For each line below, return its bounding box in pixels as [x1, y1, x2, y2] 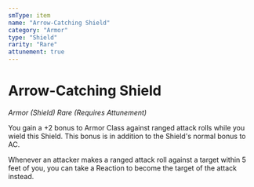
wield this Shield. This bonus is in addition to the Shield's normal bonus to [8, 131, 246, 141]
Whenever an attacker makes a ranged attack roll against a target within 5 [8, 155, 247, 164]
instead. [8, 171, 34, 181]
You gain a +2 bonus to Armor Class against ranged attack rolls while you [8, 123, 245, 132]
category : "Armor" [8, 26, 68, 34]
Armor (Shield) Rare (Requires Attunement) [8, 108, 147, 117]
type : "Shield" [8, 33, 58, 42]
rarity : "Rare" [8, 41, 58, 49]
